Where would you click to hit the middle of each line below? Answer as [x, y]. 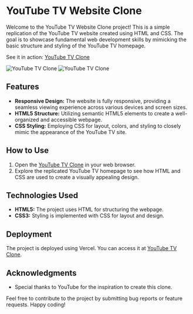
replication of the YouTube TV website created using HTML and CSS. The [95, 33]
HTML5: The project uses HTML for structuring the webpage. [89, 210]
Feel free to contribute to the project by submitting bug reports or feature [94, 298]
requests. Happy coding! [36, 305]
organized [27, 120]
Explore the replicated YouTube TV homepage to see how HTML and [97, 170]
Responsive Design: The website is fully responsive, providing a [93, 101]
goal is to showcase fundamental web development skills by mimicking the [96, 39]
